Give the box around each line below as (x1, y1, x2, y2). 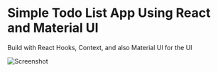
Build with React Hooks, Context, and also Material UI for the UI (7, 43, 193, 52)
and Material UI (7, 20, 99, 36)
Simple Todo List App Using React (7, 5, 211, 21)
